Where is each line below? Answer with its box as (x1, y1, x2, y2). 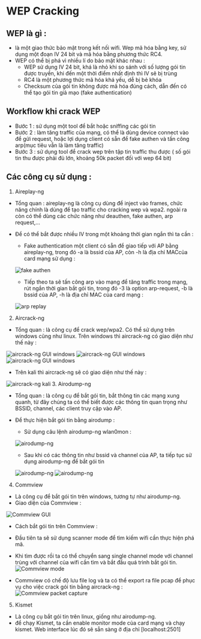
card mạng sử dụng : (23, 255, 76, 262)
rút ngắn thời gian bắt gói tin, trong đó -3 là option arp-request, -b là (23, 284, 193, 291)
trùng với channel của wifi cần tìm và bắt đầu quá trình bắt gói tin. (14, 558, 178, 566)
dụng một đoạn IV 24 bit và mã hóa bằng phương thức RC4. (14, 51, 163, 58)
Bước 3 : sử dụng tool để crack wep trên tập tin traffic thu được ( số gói (14, 148, 191, 155)
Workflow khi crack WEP (6, 107, 101, 117)
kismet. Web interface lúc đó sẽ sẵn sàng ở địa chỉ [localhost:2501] (14, 625, 181, 633)
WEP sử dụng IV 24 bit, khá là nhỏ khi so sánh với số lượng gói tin (23, 63, 186, 70)
